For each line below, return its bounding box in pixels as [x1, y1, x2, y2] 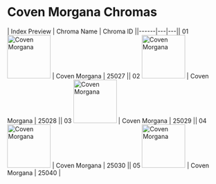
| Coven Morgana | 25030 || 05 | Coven [51, 161, 210, 169]
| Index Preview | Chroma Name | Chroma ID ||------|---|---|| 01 [7, 27, 189, 35]
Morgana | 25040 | [7, 168, 61, 177]
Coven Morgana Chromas [7, 4, 158, 20]
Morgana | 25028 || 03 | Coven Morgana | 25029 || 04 [7, 116, 207, 125]
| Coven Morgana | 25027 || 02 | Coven [51, 72, 209, 80]
